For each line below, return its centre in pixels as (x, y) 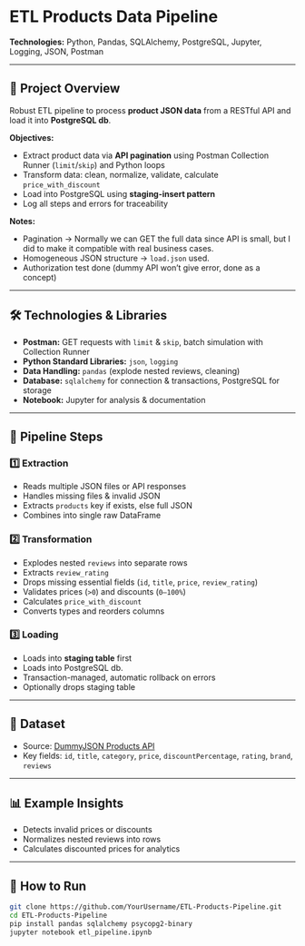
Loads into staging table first (77, 658)
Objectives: (32, 137)
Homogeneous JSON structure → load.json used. (116, 258)
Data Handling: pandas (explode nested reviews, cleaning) (131, 370)
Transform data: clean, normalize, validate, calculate (121, 174)
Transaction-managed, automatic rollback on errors (119, 677)
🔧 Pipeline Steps (56, 436)
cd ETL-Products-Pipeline (58, 916)
